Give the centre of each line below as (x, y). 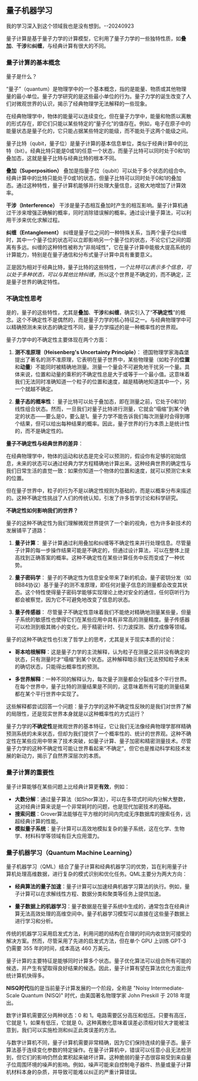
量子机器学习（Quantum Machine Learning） (71, 852)
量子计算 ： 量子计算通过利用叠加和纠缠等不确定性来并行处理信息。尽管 (100, 543)
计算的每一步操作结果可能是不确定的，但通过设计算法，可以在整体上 (102, 550)
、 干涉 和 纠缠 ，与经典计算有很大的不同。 (60, 45)
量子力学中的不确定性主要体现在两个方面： (58, 340)
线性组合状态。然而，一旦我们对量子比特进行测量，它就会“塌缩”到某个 (99, 409)
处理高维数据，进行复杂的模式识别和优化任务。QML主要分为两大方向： (102, 874)
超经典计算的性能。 (38, 821)
